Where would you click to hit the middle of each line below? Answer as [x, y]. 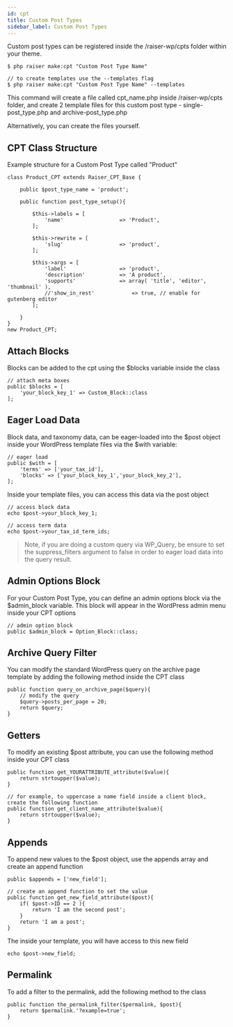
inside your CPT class [38, 760]
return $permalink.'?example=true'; [73, 1010]
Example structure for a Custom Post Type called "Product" [93, 165]
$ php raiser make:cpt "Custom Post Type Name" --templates [96, 85]
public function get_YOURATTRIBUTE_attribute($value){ [88, 773]
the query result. [48, 559]
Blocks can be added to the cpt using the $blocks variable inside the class [114, 368]
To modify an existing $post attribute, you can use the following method [110, 752]
